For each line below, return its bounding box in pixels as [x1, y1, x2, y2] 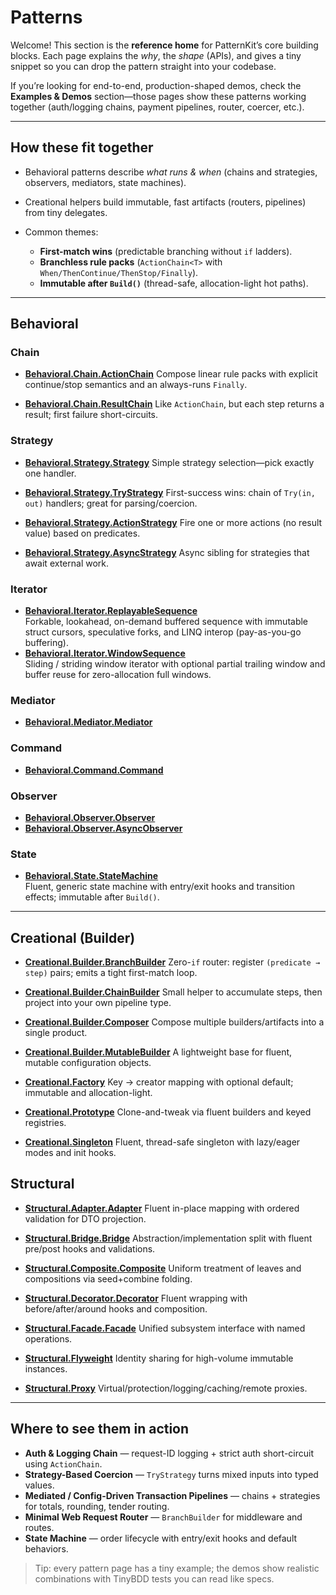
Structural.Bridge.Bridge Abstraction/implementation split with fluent [24, 1232, 313, 1244]
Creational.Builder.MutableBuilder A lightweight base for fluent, [24, 1046, 293, 1058]
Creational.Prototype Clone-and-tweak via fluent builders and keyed [24, 1106, 312, 1118]
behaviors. [24, 1542, 69, 1555]
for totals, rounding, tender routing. [24, 1500, 170, 1512]
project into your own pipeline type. [24, 997, 172, 1009]
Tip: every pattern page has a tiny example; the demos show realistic [34, 1562, 320, 1574]
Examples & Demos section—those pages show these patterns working [10, 90, 307, 102]
